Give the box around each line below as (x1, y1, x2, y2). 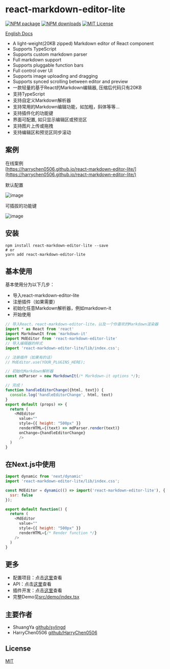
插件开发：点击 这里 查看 (12, 587, 62, 594)
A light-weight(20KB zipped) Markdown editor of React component (12, 40, 154, 47)
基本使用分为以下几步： (5, 281, 55, 287)
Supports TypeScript (12, 46, 57, 52)
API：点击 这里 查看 (12, 581, 52, 587)
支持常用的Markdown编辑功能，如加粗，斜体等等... (12, 103, 120, 109)
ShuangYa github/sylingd (12, 624, 66, 630)
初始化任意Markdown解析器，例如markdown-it (12, 305, 111, 311)
